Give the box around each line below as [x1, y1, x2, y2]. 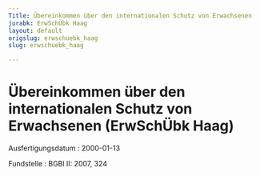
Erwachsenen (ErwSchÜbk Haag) [8, 117, 234, 135]
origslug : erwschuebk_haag [8, 34, 98, 42]
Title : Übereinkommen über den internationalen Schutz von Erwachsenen [8, 11, 252, 20]
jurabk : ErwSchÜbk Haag [8, 19, 88, 27]
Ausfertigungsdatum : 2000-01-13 [8, 143, 121, 153]
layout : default [8, 26, 62, 34]
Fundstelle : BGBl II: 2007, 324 [8, 159, 108, 169]
